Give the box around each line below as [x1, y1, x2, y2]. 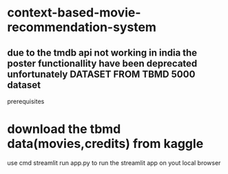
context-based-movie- [7, 5, 141, 21]
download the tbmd [7, 122, 121, 137]
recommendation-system [7, 19, 157, 35]
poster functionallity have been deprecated [7, 57, 198, 69]
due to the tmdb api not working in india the [7, 47, 198, 58]
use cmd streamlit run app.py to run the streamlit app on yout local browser [7, 158, 221, 166]
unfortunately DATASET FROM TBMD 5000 [7, 68, 196, 80]
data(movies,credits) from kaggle [7, 136, 204, 152]
